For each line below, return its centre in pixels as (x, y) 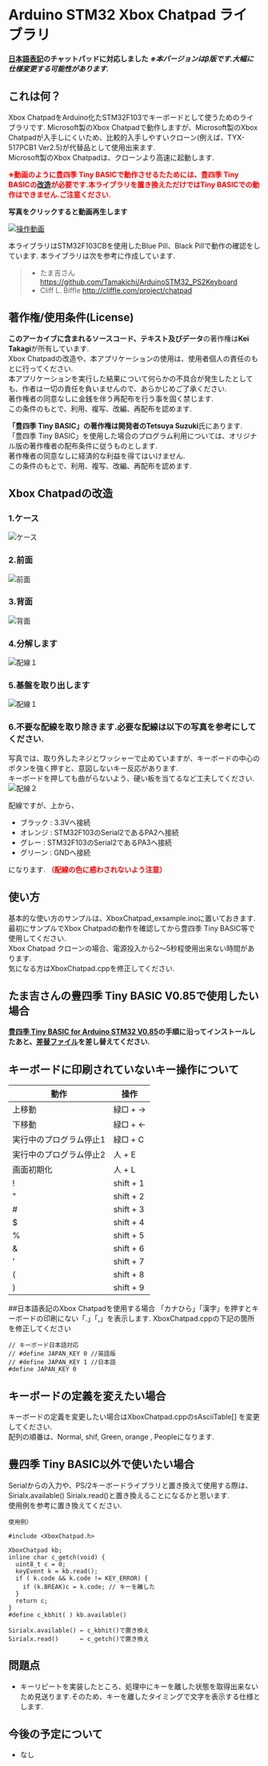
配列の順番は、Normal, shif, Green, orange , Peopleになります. (111, 1436)
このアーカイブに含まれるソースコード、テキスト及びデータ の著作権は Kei (129, 338)
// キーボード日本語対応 (44, 1346)
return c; (32, 1601)
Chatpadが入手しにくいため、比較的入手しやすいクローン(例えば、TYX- (127, 137)
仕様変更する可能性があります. (59, 68)
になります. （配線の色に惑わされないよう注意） (87, 869)
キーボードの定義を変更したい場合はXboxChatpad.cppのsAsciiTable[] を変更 (134, 1416)
